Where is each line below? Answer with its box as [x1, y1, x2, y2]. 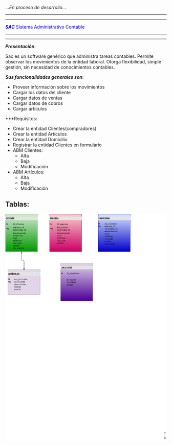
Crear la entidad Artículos [12, 131, 67, 137]
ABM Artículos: [12, 169, 45, 175]
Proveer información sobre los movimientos [12, 84, 105, 90]
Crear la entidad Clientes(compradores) [12, 125, 97, 131]
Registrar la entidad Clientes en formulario [12, 142, 102, 148]
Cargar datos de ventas [12, 95, 62, 101]
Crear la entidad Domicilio [12, 137, 68, 142]
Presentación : [5, 43, 36, 49]
